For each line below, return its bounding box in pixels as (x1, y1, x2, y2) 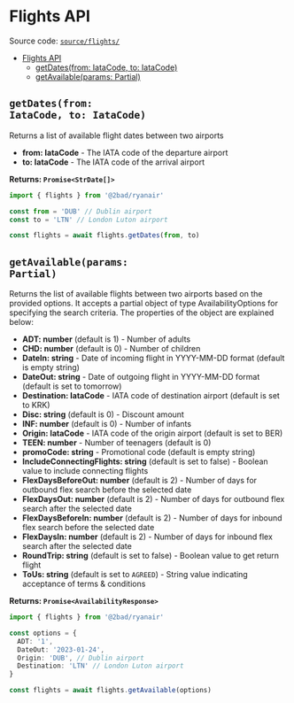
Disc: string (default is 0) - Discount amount (21, 409, 184, 420)
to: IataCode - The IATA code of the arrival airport (21, 157, 205, 167)
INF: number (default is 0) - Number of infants (21, 419, 192, 429)
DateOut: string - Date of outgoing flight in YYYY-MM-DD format (21, 372, 260, 382)
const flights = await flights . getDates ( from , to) (9, 231, 200, 240)
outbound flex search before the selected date (21, 484, 192, 495)
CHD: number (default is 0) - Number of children (21, 344, 201, 354)
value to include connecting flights (21, 466, 149, 476)
